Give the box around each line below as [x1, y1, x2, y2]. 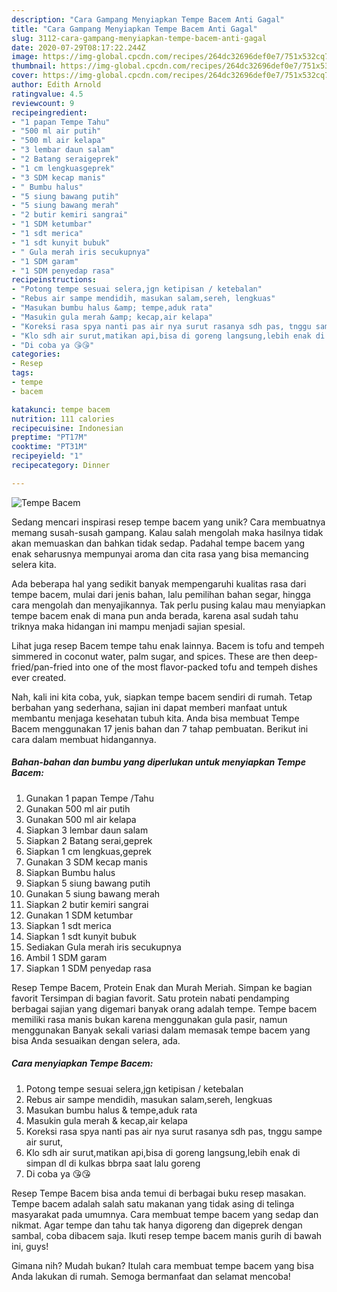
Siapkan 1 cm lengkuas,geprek [25, 845, 153, 857]
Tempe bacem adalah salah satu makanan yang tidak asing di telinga [11, 1197, 295, 1210]
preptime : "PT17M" [11, 432, 88, 443]
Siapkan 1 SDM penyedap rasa [25, 962, 152, 974]
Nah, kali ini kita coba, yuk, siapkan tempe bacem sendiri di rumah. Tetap [11, 691, 313, 703]
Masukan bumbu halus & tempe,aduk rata [25, 1104, 198, 1116]
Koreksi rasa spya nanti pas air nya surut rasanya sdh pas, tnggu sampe [25, 1125, 323, 1137]
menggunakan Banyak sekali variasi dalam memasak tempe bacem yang [11, 1024, 311, 1036]
